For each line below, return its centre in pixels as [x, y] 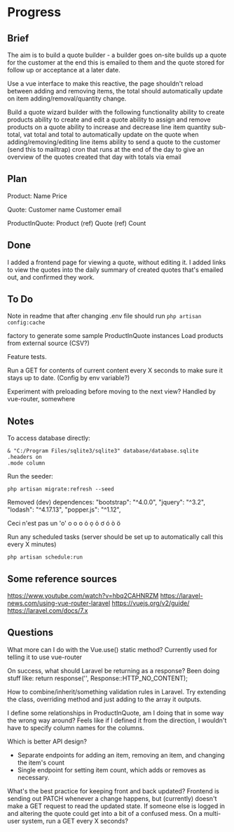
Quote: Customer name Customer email [64, 209]
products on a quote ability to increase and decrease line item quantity [109, 127]
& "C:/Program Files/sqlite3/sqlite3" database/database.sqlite [103, 451]
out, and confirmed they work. [51, 277]
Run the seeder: [30, 476]
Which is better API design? [47, 741]
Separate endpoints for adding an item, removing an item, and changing [121, 755]
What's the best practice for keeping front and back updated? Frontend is [113, 791]
